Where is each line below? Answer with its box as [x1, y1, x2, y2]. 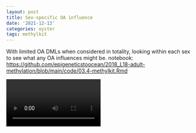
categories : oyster [6, 25, 55, 32]
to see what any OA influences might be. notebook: [6, 54, 134, 62]
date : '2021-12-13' [6, 20, 55, 26]
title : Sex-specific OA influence [6, 15, 93, 21]
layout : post [6, 8, 39, 15]
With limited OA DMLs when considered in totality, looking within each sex [6, 48, 191, 55]
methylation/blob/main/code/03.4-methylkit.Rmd [6, 67, 128, 74]
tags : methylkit [6, 31, 47, 37]
